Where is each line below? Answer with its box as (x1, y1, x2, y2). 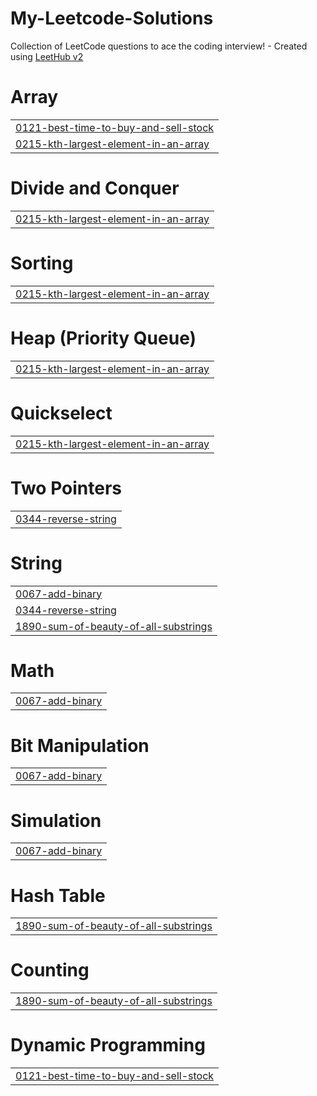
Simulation (10, 809, 102, 832)
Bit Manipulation (10, 734, 150, 757)
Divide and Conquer (10, 177, 180, 200)
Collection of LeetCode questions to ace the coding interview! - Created (10, 40, 308, 52)
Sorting (10, 252, 74, 274)
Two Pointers (10, 477, 123, 499)
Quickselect (10, 402, 113, 424)
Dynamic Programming (10, 1034, 206, 1057)
